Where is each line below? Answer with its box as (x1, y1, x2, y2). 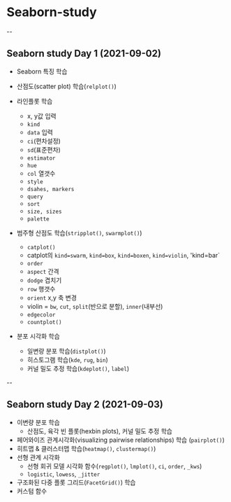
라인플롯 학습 (16, 97, 53, 105)
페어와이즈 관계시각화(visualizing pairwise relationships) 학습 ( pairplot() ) (16, 435, 225, 444)
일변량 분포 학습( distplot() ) (27, 347, 106, 355)
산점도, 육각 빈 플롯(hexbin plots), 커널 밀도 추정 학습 (27, 426, 172, 435)
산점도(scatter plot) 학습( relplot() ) (16, 82, 117, 90)
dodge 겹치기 (27, 276, 62, 284)
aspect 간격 (27, 267, 60, 275)
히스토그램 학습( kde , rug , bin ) (27, 355, 109, 364)
